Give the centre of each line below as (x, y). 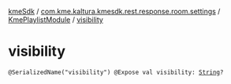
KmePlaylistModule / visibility (56, 20)
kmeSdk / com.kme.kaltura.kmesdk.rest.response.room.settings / (114, 11)
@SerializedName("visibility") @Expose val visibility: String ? (116, 72)
